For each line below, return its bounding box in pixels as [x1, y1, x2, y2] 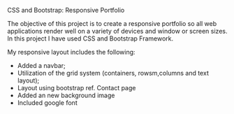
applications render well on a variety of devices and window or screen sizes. [7, 27, 228, 35]
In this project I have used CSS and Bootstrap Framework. [7, 34, 174, 43]
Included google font [17, 99, 78, 107]
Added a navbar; [17, 62, 66, 69]
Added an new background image [17, 91, 115, 99]
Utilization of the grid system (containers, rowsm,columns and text [17, 69, 210, 77]
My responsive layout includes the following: [7, 48, 136, 56]
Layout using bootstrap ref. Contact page [17, 84, 136, 92]
